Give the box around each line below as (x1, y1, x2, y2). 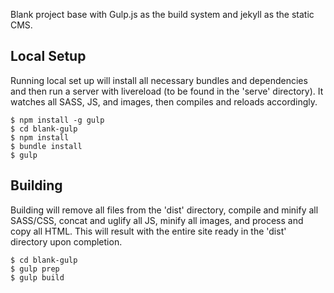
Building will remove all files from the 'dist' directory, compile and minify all (10, 204, 319, 216)
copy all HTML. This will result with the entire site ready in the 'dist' (10, 225, 287, 237)
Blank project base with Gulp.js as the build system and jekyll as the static (10, 9, 315, 20)
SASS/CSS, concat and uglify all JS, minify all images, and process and (10, 214, 304, 226)
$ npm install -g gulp (10, 115, 105, 125)
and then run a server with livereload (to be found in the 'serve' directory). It (10, 85, 324, 97)
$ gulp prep (10, 264, 60, 274)
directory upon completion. (10, 235, 123, 248)
